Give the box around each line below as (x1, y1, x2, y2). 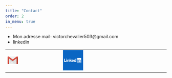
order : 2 (5, 13, 24, 19)
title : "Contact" (5, 8, 42, 13)
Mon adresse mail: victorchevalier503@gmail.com (12, 34, 119, 40)
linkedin (12, 39, 30, 45)
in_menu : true (5, 19, 36, 24)
